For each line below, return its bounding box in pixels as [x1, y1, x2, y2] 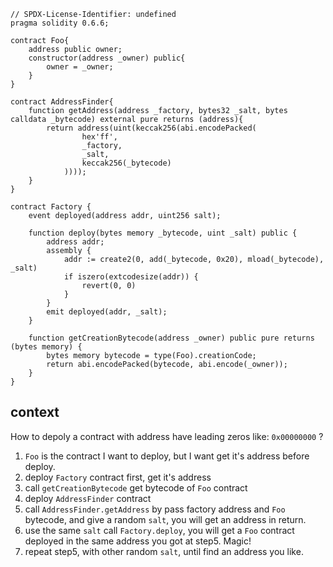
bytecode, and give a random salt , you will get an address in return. [24, 513, 307, 525]
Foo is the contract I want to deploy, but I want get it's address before [24, 450, 310, 462]
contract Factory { [10, 202, 92, 212]
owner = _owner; [46, 62, 114, 72]
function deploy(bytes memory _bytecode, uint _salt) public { [28, 228, 298, 238]
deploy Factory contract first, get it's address [24, 471, 212, 483]
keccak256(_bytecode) [81, 158, 172, 168]
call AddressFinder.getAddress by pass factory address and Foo [24, 503, 286, 515]
